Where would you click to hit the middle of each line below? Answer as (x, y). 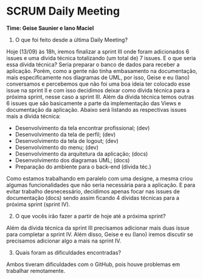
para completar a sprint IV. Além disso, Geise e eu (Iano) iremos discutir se (100, 234)
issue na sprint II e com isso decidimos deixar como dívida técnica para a (98, 90)
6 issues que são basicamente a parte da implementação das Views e (94, 103)
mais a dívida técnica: (33, 116)
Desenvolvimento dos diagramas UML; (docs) (72, 160)
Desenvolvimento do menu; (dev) (57, 147)
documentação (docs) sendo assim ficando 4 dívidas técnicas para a (93, 198)
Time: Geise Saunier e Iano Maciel (50, 28)
